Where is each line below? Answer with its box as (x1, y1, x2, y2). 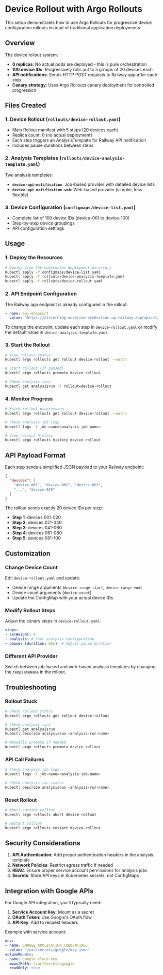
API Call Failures (5, 756, 45, 763)
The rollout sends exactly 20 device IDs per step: (5, 505, 103, 511)
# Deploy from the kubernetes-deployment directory (5, 265, 112, 270)
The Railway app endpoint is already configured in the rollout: (5, 301, 128, 307)
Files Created (5, 101, 46, 110)
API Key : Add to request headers (12, 919, 79, 925)
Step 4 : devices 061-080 (12, 530, 62, 536)
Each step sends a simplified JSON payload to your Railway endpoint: (5, 464, 144, 470)
